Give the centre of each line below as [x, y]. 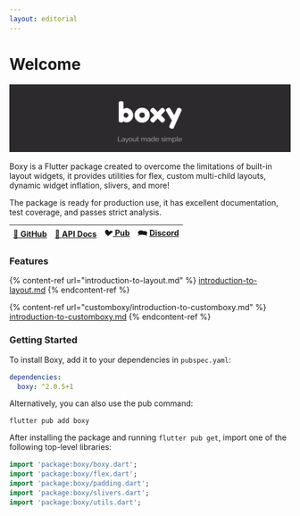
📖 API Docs [76, 234]
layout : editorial [43, 19]
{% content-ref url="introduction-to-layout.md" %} [103, 281]
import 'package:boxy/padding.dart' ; [79, 484]
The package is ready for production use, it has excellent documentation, [144, 203]
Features [29, 261]
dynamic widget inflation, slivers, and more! [89, 186]
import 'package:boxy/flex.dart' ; [74, 474]
